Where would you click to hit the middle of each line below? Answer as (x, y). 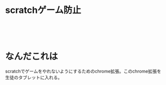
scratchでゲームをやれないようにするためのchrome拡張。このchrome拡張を (83, 71)
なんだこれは (32, 56)
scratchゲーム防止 (43, 10)
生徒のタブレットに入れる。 (34, 77)
